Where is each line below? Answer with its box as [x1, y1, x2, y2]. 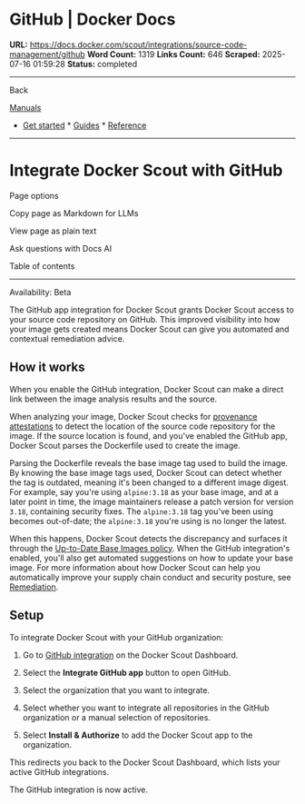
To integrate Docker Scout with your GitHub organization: [9, 631, 224, 642]
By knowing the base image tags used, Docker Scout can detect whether [9, 467, 283, 478]
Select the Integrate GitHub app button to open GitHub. [22, 667, 231, 678]
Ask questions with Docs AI [9, 243, 112, 253]
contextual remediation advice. [9, 333, 125, 344]
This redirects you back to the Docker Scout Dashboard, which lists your [9, 757, 280, 768]
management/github [9, 48, 86, 59]
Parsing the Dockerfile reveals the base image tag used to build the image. [9, 457, 289, 468]
